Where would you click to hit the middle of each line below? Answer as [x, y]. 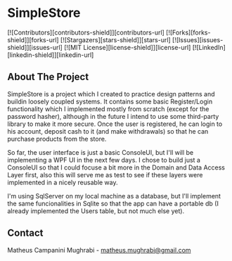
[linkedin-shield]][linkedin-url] [51, 55]
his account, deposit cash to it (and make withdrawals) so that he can [108, 131]
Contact [25, 233]
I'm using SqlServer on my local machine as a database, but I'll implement [114, 196]
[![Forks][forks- [188, 32]
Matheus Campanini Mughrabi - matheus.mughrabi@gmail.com [99, 250]
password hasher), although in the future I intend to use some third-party [113, 116]
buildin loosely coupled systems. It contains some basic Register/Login [110, 101]
